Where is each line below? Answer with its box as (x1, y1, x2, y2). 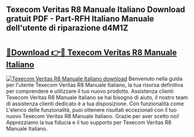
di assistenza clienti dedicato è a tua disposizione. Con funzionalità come (6, 100, 185, 107)
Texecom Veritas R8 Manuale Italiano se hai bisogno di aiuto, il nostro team (6, 94, 189, 101)
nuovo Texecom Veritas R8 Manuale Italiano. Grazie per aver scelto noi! (6, 113, 180, 119)
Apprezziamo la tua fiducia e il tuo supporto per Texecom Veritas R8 (6, 119, 172, 126)
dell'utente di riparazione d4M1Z (6, 23, 129, 33)
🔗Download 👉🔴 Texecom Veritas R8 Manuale (6, 47, 177, 58)
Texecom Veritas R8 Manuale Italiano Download (6, 5, 186, 15)
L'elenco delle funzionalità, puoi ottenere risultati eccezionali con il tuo (6, 106, 177, 113)
